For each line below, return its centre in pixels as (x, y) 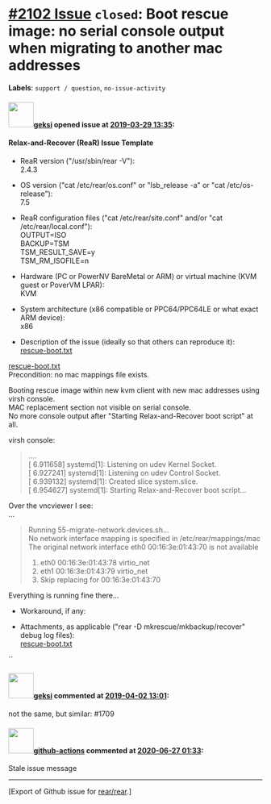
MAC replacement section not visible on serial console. (100, 407)
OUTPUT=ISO (43, 235)
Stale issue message (43, 769)
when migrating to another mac (116, 48)
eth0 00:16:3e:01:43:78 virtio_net (95, 562)
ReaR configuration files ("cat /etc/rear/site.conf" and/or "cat (121, 218)
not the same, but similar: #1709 (61, 714)
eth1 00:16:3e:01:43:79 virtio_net (94, 571)
